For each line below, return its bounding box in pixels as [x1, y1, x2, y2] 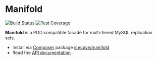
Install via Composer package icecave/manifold [12, 44, 110, 50]
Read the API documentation [12, 50, 71, 56]
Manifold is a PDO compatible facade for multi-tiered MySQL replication [5, 29, 153, 35]
